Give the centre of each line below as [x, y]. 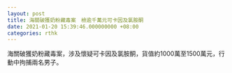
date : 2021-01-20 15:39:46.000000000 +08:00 [73, 26]
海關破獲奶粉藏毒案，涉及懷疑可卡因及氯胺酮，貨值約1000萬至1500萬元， [113, 54]
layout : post [26, 14]
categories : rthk [32, 33]
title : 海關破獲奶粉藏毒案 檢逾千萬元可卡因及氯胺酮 [75, 20]
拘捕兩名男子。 [41, 63]
